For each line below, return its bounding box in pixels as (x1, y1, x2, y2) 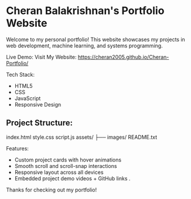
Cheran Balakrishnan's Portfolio (6, 4, 165, 18)
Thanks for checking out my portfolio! (6, 186, 97, 193)
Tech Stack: (6, 71, 35, 78)
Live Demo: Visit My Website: (6, 53, 77, 60)
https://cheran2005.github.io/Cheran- (77, 53, 169, 60)
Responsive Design (14, 101, 62, 108)
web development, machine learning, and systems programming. (6, 42, 163, 49)
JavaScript (14, 95, 41, 102)
